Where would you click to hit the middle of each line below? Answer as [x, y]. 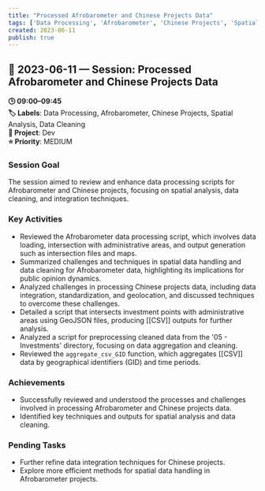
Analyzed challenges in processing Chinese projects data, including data [138, 286]
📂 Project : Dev [32, 133]
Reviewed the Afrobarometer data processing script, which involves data [138, 236]
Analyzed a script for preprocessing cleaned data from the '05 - [123, 337]
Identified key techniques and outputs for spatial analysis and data [127, 416]
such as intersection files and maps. [78, 253]
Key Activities [35, 219]
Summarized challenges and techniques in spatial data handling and [131, 262]
